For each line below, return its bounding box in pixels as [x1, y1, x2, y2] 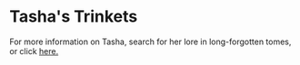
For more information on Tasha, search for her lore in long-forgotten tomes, [9, 36, 292, 47]
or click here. [9, 45, 59, 56]
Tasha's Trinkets [9, 6, 138, 27]
